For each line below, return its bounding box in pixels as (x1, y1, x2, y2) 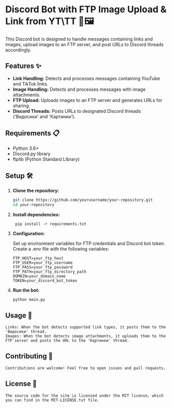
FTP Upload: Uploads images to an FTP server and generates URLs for (12, 97, 163, 103)
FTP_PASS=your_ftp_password (12, 265, 73, 270)
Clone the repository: (12, 188, 59, 194)
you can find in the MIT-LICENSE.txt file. (5, 397, 100, 403)
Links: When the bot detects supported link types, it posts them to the (5, 324, 166, 330)
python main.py (12, 297, 46, 302)
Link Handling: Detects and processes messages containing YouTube (12, 75, 160, 81)
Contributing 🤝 (5, 352, 53, 361)
